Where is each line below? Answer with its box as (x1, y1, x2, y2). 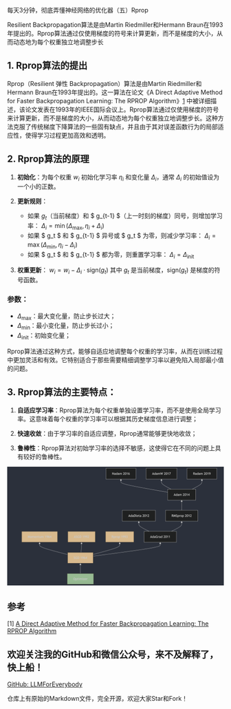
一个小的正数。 (16, 182, 60, 191)
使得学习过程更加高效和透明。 (25, 131, 110, 139)
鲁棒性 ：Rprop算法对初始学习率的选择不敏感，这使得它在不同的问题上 (16, 443, 215, 452)
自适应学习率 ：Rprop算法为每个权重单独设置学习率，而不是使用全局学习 (16, 405, 221, 414)
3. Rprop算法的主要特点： (7, 386, 117, 398)
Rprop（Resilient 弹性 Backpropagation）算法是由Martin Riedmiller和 (7, 79, 202, 87)
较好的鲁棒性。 (23, 452, 66, 461)
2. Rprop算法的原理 (7, 154, 89, 165)
